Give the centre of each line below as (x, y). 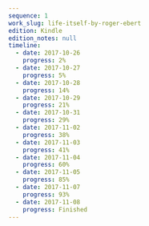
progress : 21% (46, 105)
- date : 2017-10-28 (48, 83)
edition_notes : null (43, 38)
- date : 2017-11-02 (48, 127)
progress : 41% (46, 150)
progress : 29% (46, 120)
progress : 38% (46, 135)
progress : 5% (44, 75)
